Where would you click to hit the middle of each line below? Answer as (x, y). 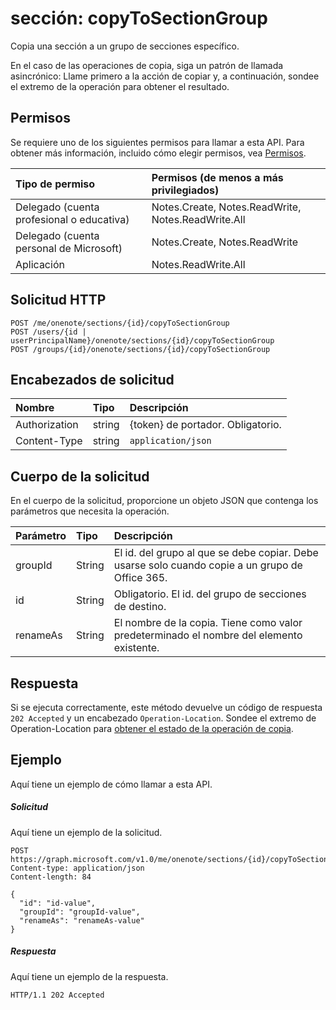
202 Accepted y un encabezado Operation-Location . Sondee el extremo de (163, 718)
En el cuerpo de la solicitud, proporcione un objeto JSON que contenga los (164, 501)
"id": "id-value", (58, 903)
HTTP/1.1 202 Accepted (57, 995)
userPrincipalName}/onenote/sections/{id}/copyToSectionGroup (142, 340)
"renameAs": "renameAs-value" (82, 920)
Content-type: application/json (77, 868)
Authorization (47, 425)
